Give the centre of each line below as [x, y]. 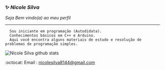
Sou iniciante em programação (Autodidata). [56, 31]
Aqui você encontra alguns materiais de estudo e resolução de [75, 40]
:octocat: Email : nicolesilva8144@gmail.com [50, 63]
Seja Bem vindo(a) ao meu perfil [38, 18]
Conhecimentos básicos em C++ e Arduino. [53, 35]
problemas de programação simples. [41, 44]
